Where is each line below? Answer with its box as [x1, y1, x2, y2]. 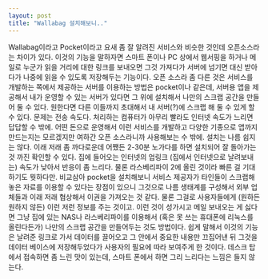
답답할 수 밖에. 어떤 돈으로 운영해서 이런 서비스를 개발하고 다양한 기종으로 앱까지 [8, 122, 258, 132]
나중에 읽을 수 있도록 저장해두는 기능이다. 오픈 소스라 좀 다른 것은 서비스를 [22, 72, 254, 82]
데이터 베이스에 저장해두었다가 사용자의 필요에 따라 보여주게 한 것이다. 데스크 [8, 241, 248, 252]
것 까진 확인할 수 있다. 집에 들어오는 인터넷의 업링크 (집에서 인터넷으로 [8, 152, 226, 161]
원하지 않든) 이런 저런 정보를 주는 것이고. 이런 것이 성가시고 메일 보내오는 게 [8, 201, 243, 212]
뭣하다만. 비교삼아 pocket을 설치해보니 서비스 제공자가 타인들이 [29, 172, 228, 181]
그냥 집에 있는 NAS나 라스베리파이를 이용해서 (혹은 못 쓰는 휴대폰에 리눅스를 [16, 212, 254, 221]
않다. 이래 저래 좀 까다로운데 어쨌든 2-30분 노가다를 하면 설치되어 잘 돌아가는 [16, 141, 257, 152]
